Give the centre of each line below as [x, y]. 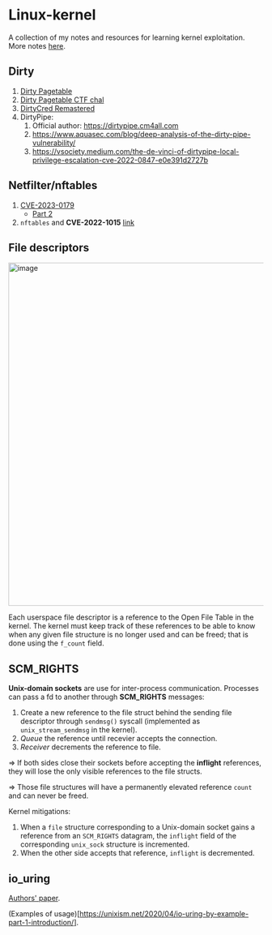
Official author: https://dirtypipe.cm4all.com [105, 125]
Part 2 [42, 213]
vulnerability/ [54, 143]
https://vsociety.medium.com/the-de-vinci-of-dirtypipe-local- [136, 151]
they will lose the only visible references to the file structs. [105, 771]
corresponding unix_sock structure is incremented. [105, 844]
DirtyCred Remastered [57, 108]
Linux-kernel [52, 15]
